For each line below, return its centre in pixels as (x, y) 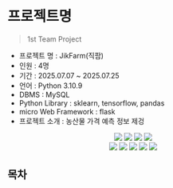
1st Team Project (54, 39)
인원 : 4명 (34, 66)
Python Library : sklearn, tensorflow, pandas (92, 103)
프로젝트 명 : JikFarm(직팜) (61, 55)
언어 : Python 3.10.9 (51, 86)
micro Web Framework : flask (67, 111)
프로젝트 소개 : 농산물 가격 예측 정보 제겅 (82, 121)
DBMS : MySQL (44, 94)
